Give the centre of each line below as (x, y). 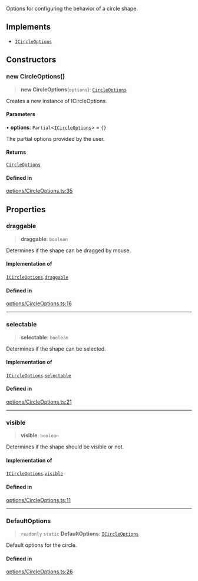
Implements (29, 27)
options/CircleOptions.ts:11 (38, 500)
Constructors (31, 60)
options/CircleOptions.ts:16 (39, 303)
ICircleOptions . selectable (39, 375)
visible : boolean (39, 435)
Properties (26, 209)
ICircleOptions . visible (35, 473)
